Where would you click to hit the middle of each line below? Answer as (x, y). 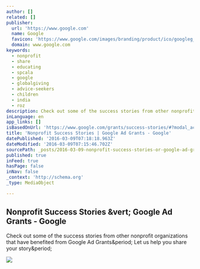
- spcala (22, 72)
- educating (26, 67)
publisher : (20, 23)
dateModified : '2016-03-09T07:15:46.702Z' (60, 144)
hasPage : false (25, 166)
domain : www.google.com (41, 45)
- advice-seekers (33, 89)
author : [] (20, 12)
